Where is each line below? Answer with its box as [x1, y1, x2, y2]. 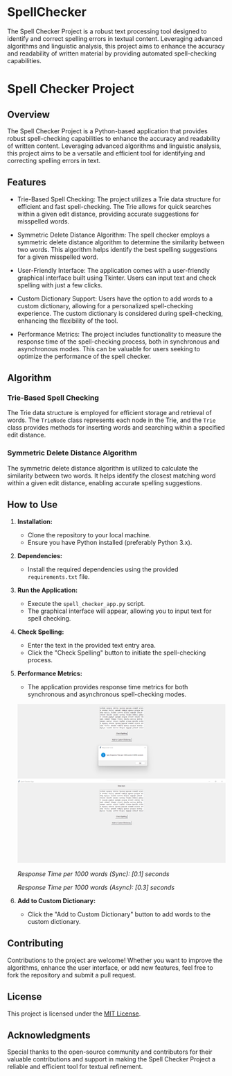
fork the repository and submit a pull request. [7, 970, 136, 979]
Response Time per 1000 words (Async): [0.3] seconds [17, 883, 175, 891]
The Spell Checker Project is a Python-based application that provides [7, 126, 208, 135]
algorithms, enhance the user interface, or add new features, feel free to [7, 963, 213, 972]
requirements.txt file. [27, 572, 90, 580]
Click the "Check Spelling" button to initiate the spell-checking [27, 648, 206, 657]
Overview [7, 108, 51, 120]
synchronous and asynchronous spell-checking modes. [27, 690, 187, 698]
